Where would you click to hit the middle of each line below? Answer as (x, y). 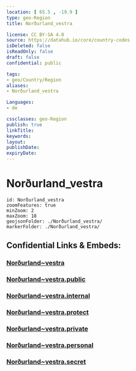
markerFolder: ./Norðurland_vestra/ (53, 227)
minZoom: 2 (20, 210)
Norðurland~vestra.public (46, 280)
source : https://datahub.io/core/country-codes (68, 40)
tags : (13, 74)
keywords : (19, 136)
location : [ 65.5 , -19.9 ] (42, 12)
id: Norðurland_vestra (35, 200)
